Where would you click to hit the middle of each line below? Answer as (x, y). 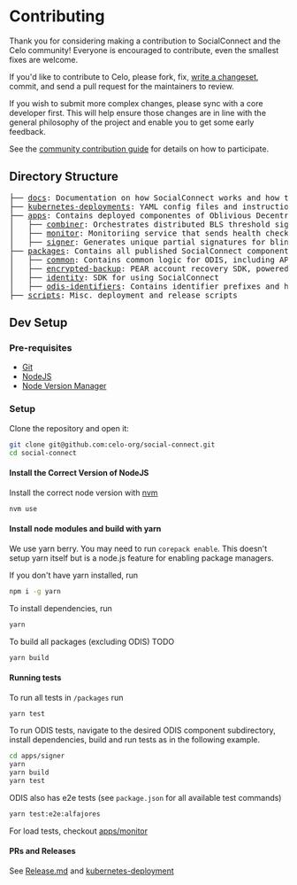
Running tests (35, 677)
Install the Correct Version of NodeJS (79, 473)
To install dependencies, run (61, 608)
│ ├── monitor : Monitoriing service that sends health (135, 233)
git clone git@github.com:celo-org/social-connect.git (112, 445)
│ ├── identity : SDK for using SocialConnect (114, 277)
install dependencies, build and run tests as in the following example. (135, 740)
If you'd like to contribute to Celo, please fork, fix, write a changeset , (134, 76)
